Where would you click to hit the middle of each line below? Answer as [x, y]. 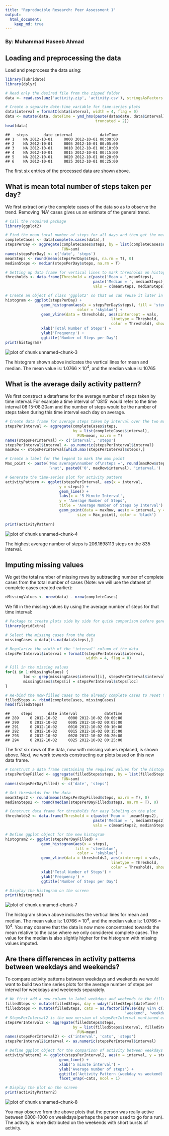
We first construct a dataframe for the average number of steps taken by [80, 396]
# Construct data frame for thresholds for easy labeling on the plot [81, 811]
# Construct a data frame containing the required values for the [76, 770]
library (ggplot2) [23, 226]
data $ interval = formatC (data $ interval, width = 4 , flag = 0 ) [72, 112]
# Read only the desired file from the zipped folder [63, 93]
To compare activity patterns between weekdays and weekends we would [82, 979]
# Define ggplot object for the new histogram [55, 834]
